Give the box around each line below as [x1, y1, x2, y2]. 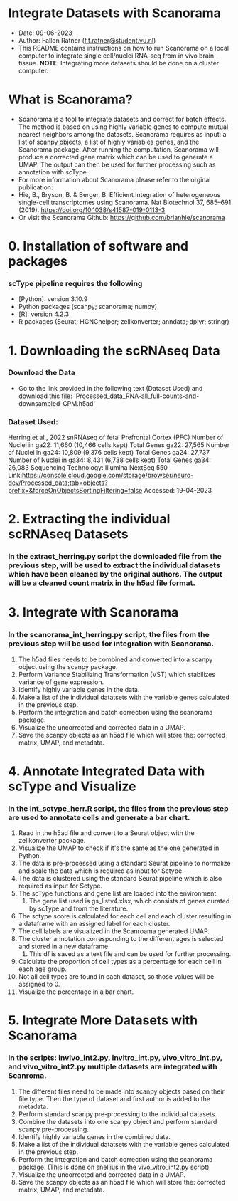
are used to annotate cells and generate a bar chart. [8, 812, 190, 822]
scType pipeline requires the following [8, 278, 143, 288]
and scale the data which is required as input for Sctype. [18, 866, 184, 875]
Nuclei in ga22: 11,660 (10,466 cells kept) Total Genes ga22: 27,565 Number [8, 441, 230, 449]
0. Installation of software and [8, 238, 189, 254]
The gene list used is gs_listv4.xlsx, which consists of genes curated [28, 897, 230, 906]
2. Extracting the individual [8, 511, 171, 528]
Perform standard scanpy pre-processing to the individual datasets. [18, 1109, 217, 1118]
